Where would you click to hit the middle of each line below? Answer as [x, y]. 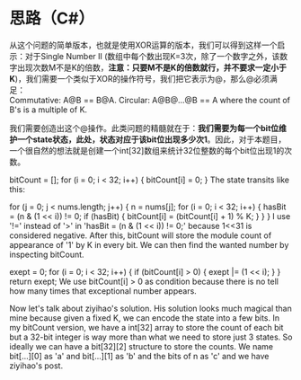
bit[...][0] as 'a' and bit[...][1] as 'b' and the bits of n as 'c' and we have [139, 356]
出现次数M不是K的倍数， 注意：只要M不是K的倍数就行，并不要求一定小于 [152, 67]
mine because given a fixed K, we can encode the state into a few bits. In [145, 318]
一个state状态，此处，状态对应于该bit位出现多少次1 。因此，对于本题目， [151, 139]
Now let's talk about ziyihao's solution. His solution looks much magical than [150, 308]
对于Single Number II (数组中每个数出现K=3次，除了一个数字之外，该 [152, 56]
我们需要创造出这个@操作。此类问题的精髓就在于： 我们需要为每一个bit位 [144, 128]
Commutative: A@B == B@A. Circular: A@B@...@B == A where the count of [150, 100]
